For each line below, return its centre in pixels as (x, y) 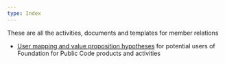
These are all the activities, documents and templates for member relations (113, 33)
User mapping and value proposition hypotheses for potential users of (116, 46)
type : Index (24, 13)
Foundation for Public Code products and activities (89, 53)
